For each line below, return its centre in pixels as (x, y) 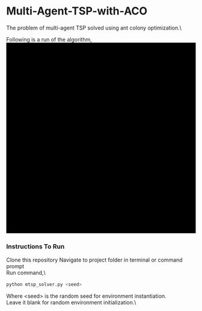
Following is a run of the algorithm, (49, 39)
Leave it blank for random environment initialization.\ (71, 302)
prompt (15, 266)
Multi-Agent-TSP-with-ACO (77, 11)
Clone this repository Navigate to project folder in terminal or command (94, 260)
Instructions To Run (35, 247)
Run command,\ (26, 272)
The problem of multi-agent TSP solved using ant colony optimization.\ (94, 28)
